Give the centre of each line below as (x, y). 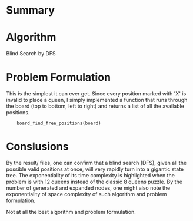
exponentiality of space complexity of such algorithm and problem (86, 194)
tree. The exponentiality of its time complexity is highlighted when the (91, 175)
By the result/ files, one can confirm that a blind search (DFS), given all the (96, 163)
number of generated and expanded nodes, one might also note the (88, 188)
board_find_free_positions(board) (59, 123)
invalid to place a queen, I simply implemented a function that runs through (97, 100)
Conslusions (37, 146)
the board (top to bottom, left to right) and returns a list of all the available (95, 106)
